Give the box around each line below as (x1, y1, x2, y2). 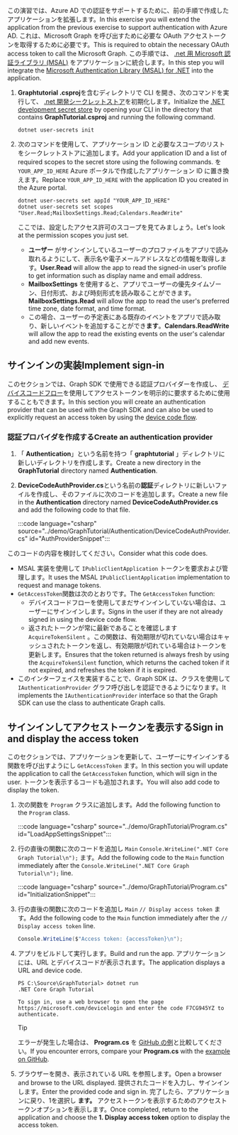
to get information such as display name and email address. (28, 271, 203, 279)
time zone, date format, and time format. (28, 304, 147, 313)
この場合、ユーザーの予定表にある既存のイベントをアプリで (28, 313, 203, 321)
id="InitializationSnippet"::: (17, 890, 96, 898)
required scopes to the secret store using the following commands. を (17, 158, 222, 166)
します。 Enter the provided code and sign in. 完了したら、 (17, 1087, 188, 1096)
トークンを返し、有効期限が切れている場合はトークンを (65, 642, 227, 650)
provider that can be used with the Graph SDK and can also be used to (7, 405, 214, 414)
